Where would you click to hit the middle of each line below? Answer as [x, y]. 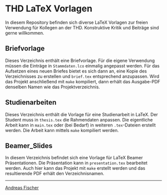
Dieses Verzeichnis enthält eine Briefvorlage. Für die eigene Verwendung [80, 61]
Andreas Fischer [22, 188]
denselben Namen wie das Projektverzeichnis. [53, 87]
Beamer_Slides [29, 146]
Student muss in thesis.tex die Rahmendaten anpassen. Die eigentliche [79, 120]
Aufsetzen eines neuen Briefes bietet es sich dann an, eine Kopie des [76, 71]
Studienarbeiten [31, 102]
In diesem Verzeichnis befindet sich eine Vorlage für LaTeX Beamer [74, 158]
